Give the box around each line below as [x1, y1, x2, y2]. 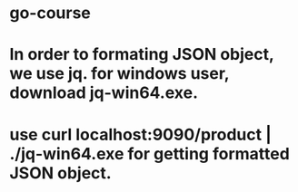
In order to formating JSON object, [9, 44, 274, 65]
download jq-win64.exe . [9, 82, 198, 103]
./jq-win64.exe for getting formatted [9, 143, 291, 164]
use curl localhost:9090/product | [9, 124, 273, 145]
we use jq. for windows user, [9, 63, 230, 84]
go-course [9, 3, 91, 24]
